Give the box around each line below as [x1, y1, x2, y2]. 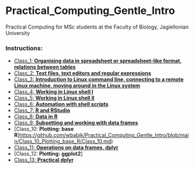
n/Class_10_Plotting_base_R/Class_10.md [13, 138, 112, 145]
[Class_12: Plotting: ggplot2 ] [13, 150, 83, 157]
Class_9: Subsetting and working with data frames [13, 119, 138, 126]
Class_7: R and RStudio [13, 107, 71, 114]
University [5, 29, 30, 36]
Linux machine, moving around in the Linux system [13, 82, 141, 89]
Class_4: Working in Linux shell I [13, 89, 93, 96]
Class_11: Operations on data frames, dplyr [13, 144, 119, 151]
